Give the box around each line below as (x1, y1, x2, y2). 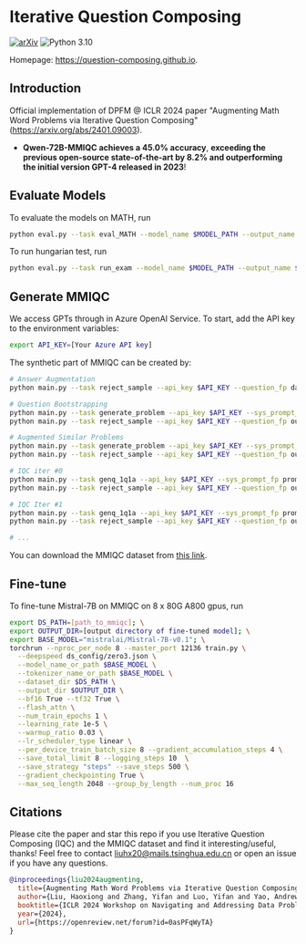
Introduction (9, 80, 82, 97)
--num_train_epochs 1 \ (17, 711, 107, 721)
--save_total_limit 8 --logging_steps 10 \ (17, 753, 189, 762)
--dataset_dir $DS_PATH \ (17, 678, 117, 687)
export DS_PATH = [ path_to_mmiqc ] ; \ (9, 617, 145, 627)
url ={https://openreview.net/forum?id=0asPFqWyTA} (17, 918, 214, 927)
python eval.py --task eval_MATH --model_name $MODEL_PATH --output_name (9, 230, 296, 239)
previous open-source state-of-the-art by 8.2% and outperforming (22, 151, 283, 162)
